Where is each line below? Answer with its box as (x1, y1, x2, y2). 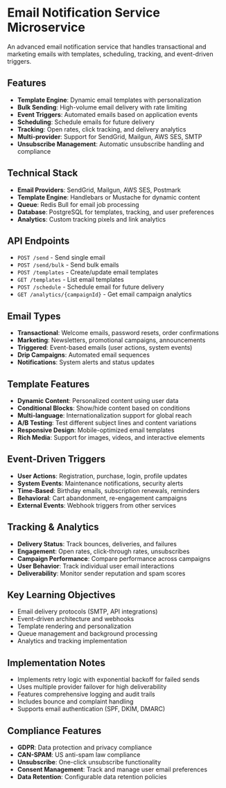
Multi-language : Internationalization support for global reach (17, 411, 192, 420)
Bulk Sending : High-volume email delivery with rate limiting (17, 102, 187, 111)
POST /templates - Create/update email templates (17, 268, 159, 276)
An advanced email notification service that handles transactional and (7, 42, 207, 51)
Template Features (7, 378, 90, 390)
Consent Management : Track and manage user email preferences (17, 765, 208, 773)
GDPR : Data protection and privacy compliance (17, 743, 153, 752)
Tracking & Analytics (7, 521, 99, 533)
